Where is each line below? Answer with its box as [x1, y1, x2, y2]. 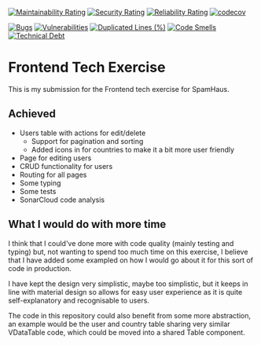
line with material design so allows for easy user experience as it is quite [8, 287, 243, 296]
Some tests [19, 186, 57, 196]
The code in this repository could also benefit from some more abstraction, [8, 310, 252, 320]
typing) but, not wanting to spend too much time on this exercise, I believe [8, 247, 248, 256]
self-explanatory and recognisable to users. [8, 295, 149, 305]
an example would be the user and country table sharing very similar [8, 319, 230, 328]
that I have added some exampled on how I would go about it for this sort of [8, 255, 254, 265]
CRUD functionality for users [19, 161, 113, 171]
